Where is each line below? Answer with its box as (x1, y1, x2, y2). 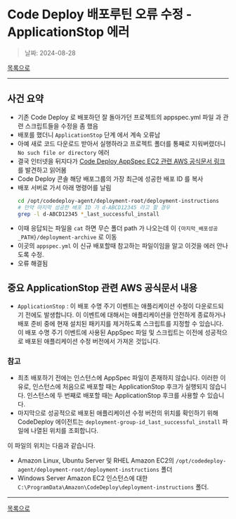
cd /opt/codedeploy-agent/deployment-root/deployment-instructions (17, 197, 219, 204)
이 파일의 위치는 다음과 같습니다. (7, 442, 96, 450)
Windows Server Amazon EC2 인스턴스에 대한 (17, 474, 148, 482)
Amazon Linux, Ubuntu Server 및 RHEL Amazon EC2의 (17, 456, 174, 465)
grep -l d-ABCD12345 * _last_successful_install (17, 211, 159, 218)
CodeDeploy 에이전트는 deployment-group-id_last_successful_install (17, 418, 221, 426)
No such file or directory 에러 (17, 148, 110, 156)
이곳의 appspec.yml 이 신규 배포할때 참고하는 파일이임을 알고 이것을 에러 (17, 242, 216, 250)
